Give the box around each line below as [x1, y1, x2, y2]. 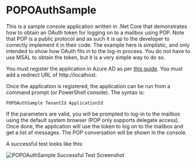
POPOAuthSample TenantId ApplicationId [6, 100, 104, 106]
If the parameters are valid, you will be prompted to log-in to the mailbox [6, 110, 180, 117]
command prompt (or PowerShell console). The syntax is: [6, 89, 145, 96]
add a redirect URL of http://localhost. [6, 71, 98, 78]
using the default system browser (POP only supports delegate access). [6, 116, 180, 123]
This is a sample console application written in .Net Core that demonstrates [6, 23, 187, 30]
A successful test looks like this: [6, 140, 84, 147]
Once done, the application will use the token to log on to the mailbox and [6, 123, 183, 130]
